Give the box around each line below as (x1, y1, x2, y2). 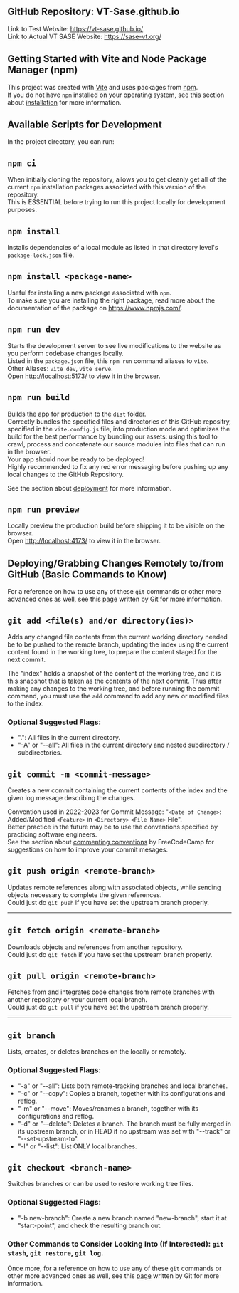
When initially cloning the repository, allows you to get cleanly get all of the (7, 175, 227, 184)
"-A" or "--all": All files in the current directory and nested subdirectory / (17, 740, 230, 750)
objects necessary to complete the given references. (7, 890, 162, 899)
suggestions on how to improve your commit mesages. (7, 845, 169, 854)
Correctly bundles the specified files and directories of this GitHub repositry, (7, 417, 231, 426)
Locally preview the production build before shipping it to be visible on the (7, 521, 225, 530)
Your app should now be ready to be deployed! (7, 455, 145, 464)
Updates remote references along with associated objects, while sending (7, 883, 221, 891)
